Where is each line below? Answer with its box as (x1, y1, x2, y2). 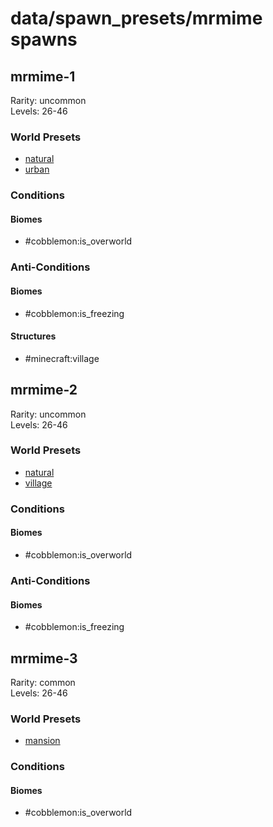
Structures (10, 330, 57, 342)
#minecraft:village (24, 352, 100, 364)
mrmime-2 (10, 382, 78, 399)
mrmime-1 (10, 68, 76, 85)
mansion (24, 735, 61, 747)
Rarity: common (10, 676, 76, 688)
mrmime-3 (10, 650, 78, 667)
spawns (10, 28, 78, 51)
